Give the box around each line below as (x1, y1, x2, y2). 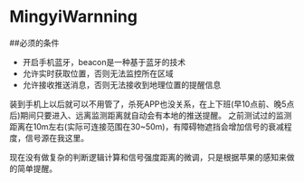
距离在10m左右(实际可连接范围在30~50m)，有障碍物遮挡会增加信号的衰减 (9, 120, 285, 132)
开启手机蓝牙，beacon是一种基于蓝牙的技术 (22, 56, 186, 67)
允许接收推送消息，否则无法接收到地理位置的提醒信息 (22, 79, 222, 90)
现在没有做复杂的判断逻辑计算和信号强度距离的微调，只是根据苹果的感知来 (9, 151, 287, 162)
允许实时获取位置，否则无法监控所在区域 (22, 68, 174, 79)
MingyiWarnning (9, 6, 138, 27)
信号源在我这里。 (24, 132, 89, 143)
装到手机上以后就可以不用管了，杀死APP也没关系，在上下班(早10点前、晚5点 (9, 98, 295, 110)
